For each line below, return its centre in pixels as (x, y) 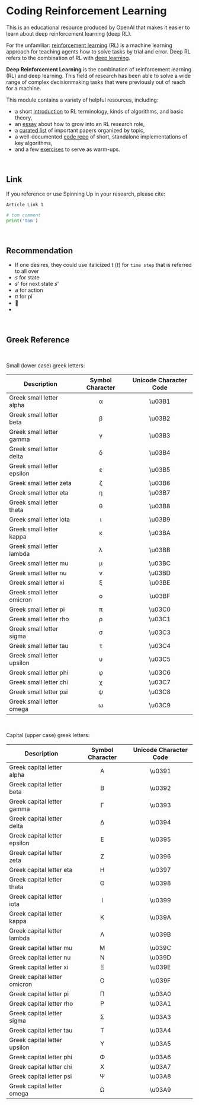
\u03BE (160, 583)
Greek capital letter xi (39, 967)
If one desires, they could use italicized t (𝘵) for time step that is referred (103, 265)
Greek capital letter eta (41, 870)
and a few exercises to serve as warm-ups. (67, 149)
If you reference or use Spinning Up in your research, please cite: (86, 194)
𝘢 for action (29, 290)
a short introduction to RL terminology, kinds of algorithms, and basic (99, 111)
